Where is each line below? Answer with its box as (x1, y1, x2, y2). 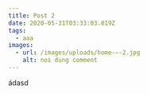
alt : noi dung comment (22, 57, 98, 65)
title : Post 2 (8, 11, 56, 20)
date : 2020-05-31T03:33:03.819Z (8, 19, 115, 27)
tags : (8, 26, 26, 34)
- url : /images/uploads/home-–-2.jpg (15, 49, 141, 57)
